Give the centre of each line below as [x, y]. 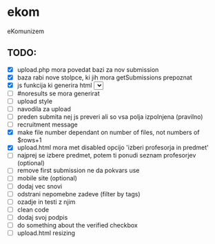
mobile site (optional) [47, 178]
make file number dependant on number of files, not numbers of [108, 133]
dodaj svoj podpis [42, 217]
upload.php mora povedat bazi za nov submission [88, 69]
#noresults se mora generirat [58, 93]
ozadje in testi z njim [46, 202]
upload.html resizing [46, 233]
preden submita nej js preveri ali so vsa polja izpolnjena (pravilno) [110, 117]
